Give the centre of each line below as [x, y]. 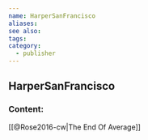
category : [25, 46]
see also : [25, 31]
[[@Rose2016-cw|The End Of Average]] [75, 127]
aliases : [23, 23]
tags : [17, 38]
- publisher [36, 53]
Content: [26, 109]
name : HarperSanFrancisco [52, 16]
